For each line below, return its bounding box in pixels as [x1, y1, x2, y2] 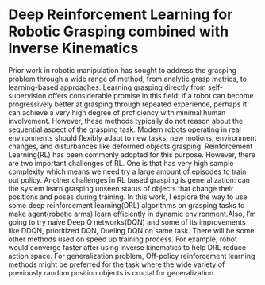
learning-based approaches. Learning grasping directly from [8, 82, 206, 92]
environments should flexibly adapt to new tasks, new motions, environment [8, 133, 257, 142]
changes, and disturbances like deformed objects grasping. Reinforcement [8, 141, 253, 151]
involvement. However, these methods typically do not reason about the [8, 116, 244, 125]
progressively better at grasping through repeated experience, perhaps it [8, 99, 248, 109]
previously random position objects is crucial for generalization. [8, 268, 216, 277]
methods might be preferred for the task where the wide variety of [8, 260, 225, 269]
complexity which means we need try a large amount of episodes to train [8, 167, 247, 176]
